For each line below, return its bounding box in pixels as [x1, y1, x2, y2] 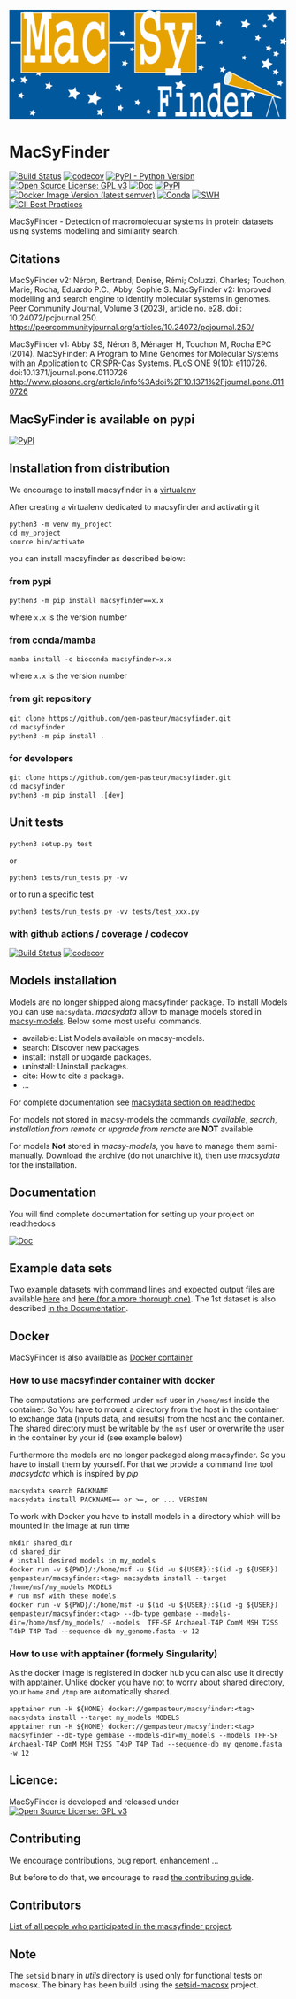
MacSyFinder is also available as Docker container [9, 1352, 193, 1363]
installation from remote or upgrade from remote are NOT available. [9, 1123, 255, 1134]
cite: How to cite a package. [21, 1070, 125, 1081]
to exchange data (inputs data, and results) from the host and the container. [9, 1413, 285, 1424]
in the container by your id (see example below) [9, 1432, 183, 1443]
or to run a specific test [9, 889, 95, 899]
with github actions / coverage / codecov [9, 927, 189, 939]
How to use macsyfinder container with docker [9, 1374, 215, 1386]
